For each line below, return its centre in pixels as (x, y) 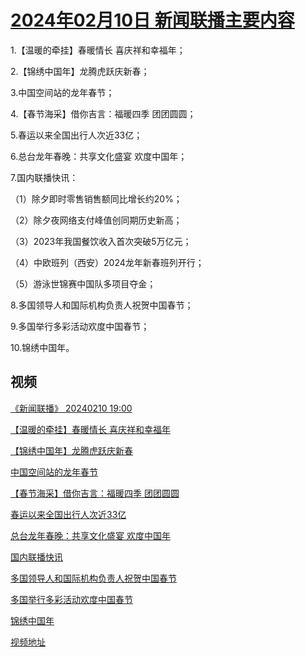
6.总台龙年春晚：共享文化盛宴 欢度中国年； (99, 156)
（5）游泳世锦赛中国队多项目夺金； (83, 283)
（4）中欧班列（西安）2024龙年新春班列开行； (107, 262)
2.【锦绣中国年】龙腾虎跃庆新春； (80, 71)
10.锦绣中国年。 (42, 347)
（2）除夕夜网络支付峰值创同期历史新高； (96, 220)
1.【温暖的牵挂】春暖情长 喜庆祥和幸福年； (98, 50)
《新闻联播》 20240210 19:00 (71, 408)
